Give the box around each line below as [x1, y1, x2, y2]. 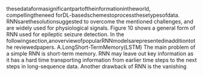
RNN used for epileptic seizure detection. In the [6, 31, 124, 38]
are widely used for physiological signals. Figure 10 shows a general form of [6, 24, 196, 31]
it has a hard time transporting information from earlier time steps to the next [6, 57, 197, 63]
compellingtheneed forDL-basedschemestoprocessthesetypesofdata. [6, 11, 180, 19]
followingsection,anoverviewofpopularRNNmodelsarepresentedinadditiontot [6, 37, 196, 44]
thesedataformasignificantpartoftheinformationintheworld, [6, 5, 151, 12]
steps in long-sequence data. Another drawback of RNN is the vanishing [6, 63, 187, 70]
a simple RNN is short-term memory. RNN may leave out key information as [6, 50, 194, 57]
